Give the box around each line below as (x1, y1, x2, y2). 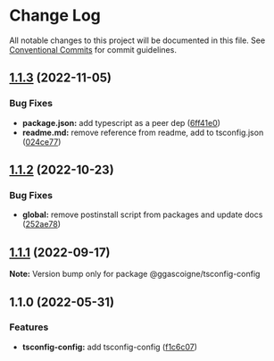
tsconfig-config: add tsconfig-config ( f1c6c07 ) (21, 341, 198, 352)
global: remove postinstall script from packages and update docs (21, 209, 263, 220)
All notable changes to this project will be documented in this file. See (9, 35, 266, 46)
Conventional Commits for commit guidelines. (9, 44, 177, 55)
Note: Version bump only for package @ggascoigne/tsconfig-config (9, 269, 261, 280)
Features (9, 321, 49, 333)
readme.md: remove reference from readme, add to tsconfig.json (21, 127, 264, 138)
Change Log (9, 5, 101, 26)
